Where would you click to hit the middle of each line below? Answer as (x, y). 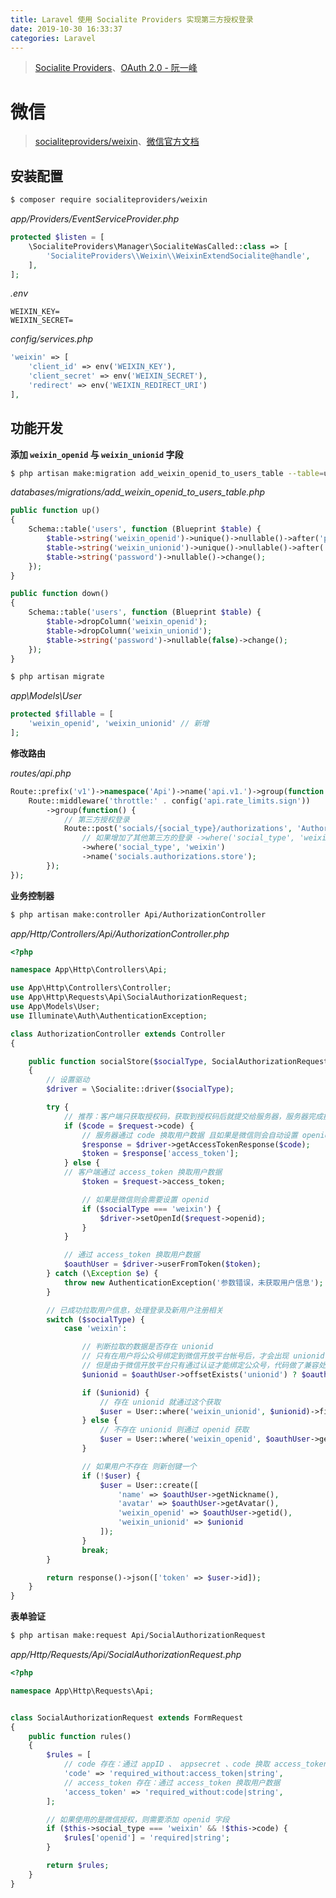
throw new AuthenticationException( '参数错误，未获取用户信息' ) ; (193, 1282)
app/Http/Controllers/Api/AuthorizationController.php (120, 933)
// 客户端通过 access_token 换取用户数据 (143, 1172)
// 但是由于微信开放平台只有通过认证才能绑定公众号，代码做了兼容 (200, 1366)
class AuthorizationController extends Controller (118, 1034)
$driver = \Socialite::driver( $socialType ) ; (140, 1089)
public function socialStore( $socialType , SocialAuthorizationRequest (178, 1061)
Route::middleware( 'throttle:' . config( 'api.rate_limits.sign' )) (169, 801)
